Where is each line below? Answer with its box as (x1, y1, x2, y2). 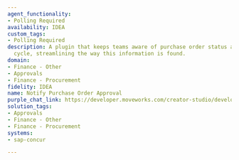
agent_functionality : (7, 10, 72, 18)
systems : (7, 129, 33, 137)
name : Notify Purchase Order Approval (7, 90, 122, 97)
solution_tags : (7, 103, 53, 110)
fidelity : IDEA (7, 83, 53, 90)
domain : (7, 57, 31, 64)
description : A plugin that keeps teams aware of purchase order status (7, 43, 228, 50)
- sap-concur (7, 136, 46, 143)
